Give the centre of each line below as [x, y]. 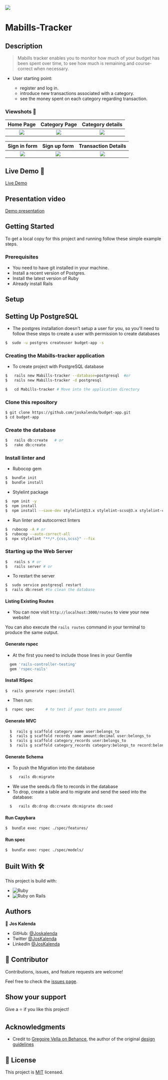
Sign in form [22, 146]
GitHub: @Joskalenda [35, 933]
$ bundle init [21, 478]
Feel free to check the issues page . [41, 981]
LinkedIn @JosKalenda [36, 944]
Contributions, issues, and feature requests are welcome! [64, 971]
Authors [18, 912]
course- [143, 63]
